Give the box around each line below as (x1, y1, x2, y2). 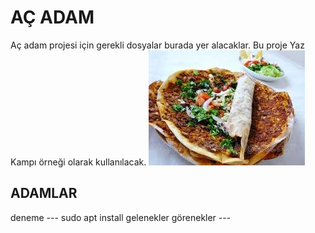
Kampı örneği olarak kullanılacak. (10, 156, 147, 168)
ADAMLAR (10, 185, 78, 202)
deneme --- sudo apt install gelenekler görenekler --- (10, 211, 232, 223)
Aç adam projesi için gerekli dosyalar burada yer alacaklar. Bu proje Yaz (10, 39, 305, 51)
